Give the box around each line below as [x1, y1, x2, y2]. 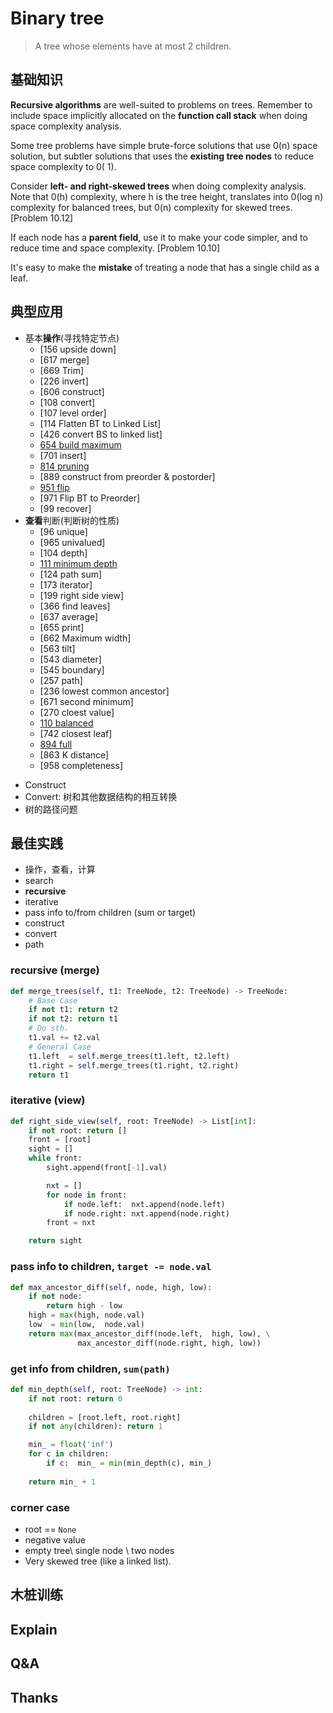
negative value [24, 1533, 86, 1546]
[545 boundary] [39, 663, 105, 676]
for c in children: [28, 1449, 110, 1459]
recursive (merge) [10, 963, 100, 977]
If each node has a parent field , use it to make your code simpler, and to [10, 231, 308, 243]
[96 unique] [39, 525, 88, 537]
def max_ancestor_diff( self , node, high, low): [10, 1282, 213, 1292]
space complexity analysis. [10, 120, 122, 132]
